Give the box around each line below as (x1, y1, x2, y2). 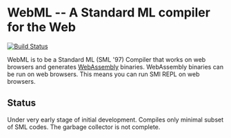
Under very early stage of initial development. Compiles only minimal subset (7, 115, 224, 124)
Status (7, 97, 37, 109)
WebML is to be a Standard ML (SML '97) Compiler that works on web (7, 55, 206, 63)
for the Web (7, 19, 76, 35)
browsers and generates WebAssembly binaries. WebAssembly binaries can (7, 62, 224, 71)
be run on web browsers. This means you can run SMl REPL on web (7, 70, 200, 78)
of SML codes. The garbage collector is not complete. (7, 122, 161, 131)
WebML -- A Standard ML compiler (7, 5, 210, 21)
